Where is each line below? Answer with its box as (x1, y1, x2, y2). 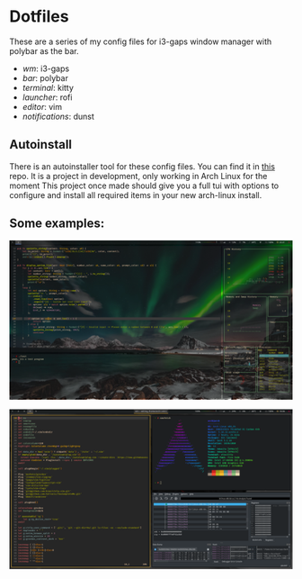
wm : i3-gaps (22, 63, 70, 74)
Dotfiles (9, 6, 69, 27)
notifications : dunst (22, 111, 94, 122)
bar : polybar (22, 72, 69, 83)
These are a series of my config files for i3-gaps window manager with (9, 36, 272, 47)
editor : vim (22, 101, 63, 112)
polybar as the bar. (9, 45, 79, 56)
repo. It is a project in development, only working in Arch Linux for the (9, 170, 268, 181)
